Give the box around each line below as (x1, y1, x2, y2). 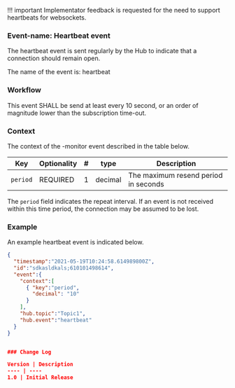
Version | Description (7, 361, 73, 368)
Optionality (39, 158, 78, 168)
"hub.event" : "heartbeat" (20, 317, 92, 324)
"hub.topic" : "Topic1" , (20, 310, 86, 317)
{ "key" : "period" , (25, 284, 80, 291)
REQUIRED (39, 174, 75, 184)
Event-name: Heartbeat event (7, 31, 111, 41)
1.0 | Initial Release (7, 374, 73, 381)
